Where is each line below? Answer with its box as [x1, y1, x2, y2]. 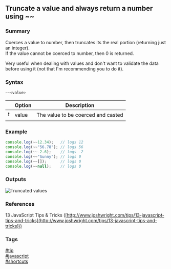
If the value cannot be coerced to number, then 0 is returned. [5, 50, 134, 56]
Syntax [5, 78, 24, 85]
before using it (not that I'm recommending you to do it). [5, 65, 124, 71]
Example [5, 128, 28, 135]
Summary [5, 28, 31, 35]
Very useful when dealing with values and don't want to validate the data [5, 60, 159, 66]
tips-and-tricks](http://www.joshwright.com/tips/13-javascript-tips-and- [5, 218, 158, 223]
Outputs [5, 176, 27, 183]
